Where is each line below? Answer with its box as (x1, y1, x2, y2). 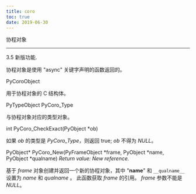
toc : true (6, 14, 30, 20)
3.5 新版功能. (6, 54, 37, 61)
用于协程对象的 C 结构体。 (6, 90, 69, 97)
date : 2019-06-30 (6, 19, 48, 25)
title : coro (6, 8, 35, 15)
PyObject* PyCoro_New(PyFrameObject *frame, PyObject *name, (6, 149, 164, 156)
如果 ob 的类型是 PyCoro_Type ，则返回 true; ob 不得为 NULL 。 (6, 137, 156, 144)
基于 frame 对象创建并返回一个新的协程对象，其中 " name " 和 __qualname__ (6, 167, 185, 174)
